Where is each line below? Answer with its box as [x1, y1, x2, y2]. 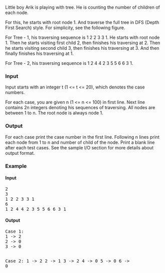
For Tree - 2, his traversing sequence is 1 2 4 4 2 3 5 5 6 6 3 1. [5, 60, 133, 66]
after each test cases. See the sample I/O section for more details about [5, 144, 154, 150]
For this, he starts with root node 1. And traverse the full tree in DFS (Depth [5, 20, 159, 25]
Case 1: [5, 228, 24, 234]
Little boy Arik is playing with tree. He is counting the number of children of [5, 5, 160, 10]
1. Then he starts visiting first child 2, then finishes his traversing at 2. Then [5, 40, 160, 46]
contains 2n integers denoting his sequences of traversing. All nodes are [5, 105, 155, 111]
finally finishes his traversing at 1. [5, 50, 74, 56]
